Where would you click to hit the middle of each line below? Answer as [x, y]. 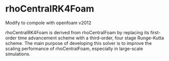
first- [155, 32]
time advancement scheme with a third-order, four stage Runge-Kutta [91, 38]
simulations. [18, 54]
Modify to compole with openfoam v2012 [48, 23]
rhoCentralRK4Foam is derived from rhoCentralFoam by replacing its [77, 32]
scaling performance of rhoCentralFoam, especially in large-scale [74, 48]
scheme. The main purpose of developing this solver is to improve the [78, 43]
